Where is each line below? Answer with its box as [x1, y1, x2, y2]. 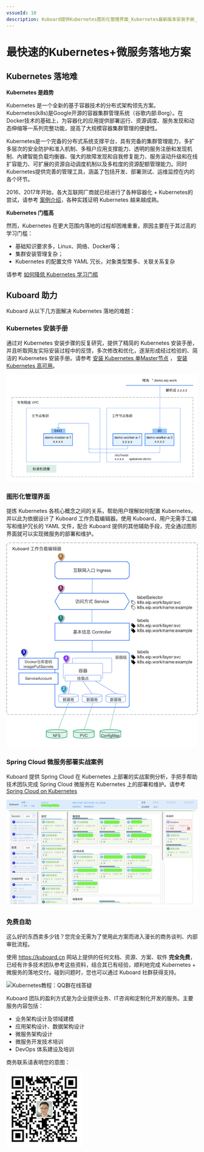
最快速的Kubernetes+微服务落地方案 [6, 45, 191, 59]
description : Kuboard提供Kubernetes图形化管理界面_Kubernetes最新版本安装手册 [6, 16, 195, 23]
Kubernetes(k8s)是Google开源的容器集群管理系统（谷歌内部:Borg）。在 [6, 109, 183, 116]
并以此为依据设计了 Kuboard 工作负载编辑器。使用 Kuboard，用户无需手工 [6, 515, 192, 522]
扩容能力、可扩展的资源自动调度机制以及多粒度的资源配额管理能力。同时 [6, 160, 187, 168]
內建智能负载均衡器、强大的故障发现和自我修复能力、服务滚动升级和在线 [16, 152, 198, 160]
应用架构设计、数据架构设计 [15, 1022, 85, 1030]
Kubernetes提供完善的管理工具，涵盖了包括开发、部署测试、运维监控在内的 [6, 168, 195, 175]
